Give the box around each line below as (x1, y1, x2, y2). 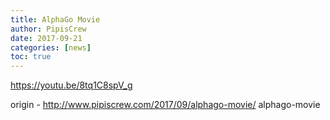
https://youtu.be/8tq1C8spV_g (10, 79, 133, 91)
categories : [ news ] (10, 42, 92, 53)
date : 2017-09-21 (10, 33, 83, 43)
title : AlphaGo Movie (10, 14, 101, 25)
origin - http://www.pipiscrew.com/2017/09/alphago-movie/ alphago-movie (10, 99, 321, 111)
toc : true (10, 52, 52, 62)
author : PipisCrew (10, 24, 87, 34)
